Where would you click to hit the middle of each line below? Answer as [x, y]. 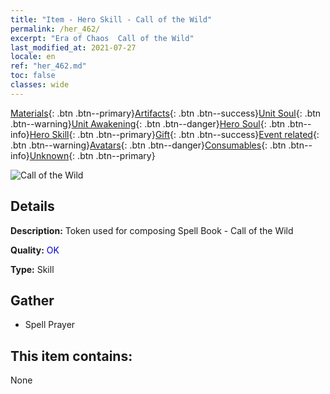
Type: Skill [32, 269]
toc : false [33, 76]
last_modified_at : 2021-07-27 [73, 47]
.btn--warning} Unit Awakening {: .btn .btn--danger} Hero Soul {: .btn [148, 123]
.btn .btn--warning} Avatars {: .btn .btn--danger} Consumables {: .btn [148, 145]
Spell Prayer [50, 325]
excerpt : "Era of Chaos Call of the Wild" [102, 38]
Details [32, 206]
